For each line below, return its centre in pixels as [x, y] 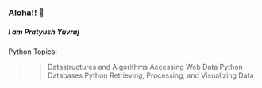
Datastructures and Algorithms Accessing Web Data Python [145, 67]
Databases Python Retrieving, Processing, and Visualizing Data [150, 75]
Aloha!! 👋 [27, 13]
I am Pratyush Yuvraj [44, 32]
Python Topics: [33, 52]
